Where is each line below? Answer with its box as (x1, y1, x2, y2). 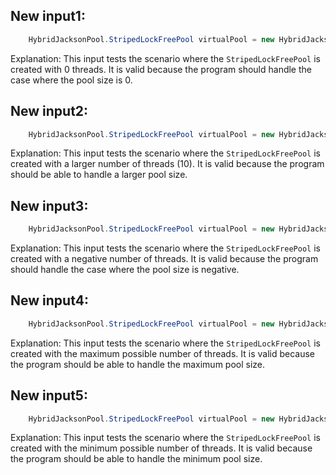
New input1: (10, 8, 86, 25)
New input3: (10, 197, 89, 214)
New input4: (10, 292, 89, 309)
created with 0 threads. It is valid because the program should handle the (10, 63, 312, 75)
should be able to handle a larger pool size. (10, 169, 188, 181)
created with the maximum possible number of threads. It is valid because (10, 347, 315, 359)
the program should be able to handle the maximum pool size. (10, 358, 266, 370)
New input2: (10, 103, 89, 120)
